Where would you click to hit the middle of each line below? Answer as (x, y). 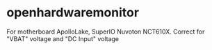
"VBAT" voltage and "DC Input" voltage (63, 38)
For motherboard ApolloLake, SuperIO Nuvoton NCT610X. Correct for (106, 32)
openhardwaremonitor (73, 13)
